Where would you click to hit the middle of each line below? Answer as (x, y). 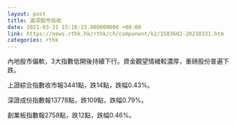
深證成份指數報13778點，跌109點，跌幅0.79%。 (77, 101)
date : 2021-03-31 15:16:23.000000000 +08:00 (74, 27)
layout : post (27, 14)
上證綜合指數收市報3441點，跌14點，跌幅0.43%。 (81, 85)
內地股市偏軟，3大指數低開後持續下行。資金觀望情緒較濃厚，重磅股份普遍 (115, 62)
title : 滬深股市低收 (34, 21)
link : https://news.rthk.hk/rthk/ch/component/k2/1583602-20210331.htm (116, 34)
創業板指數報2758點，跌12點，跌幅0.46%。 (71, 115)
